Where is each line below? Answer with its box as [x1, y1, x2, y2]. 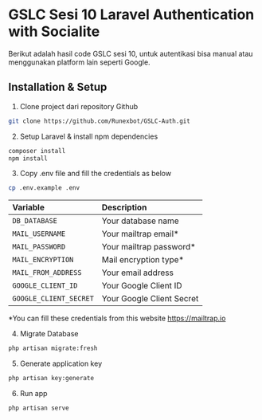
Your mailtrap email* [101, 229, 179, 240]
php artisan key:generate [8, 375, 94, 383]
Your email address [101, 267, 174, 278]
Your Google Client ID [101, 281, 182, 292]
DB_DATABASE [12, 217, 58, 226]
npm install [8, 154, 48, 163]
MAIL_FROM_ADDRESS [12, 269, 82, 277]
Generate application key [19, 359, 102, 368]
